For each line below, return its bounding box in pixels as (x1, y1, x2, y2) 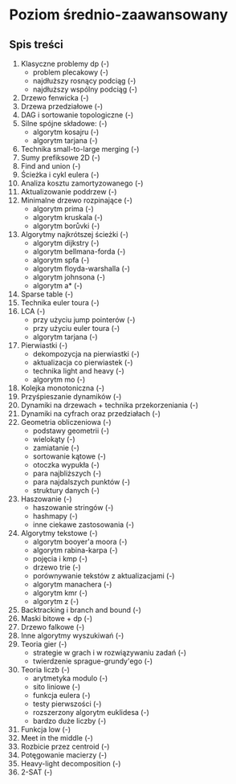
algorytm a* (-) (32, 281, 83, 290)
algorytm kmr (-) (32, 588, 87, 598)
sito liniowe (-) (32, 682, 81, 692)
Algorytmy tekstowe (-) (20, 529, 99, 537)
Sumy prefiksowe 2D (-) (20, 153, 101, 162)
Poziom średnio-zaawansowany (9, 6, 228, 24)
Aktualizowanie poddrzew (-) (20, 187, 117, 196)
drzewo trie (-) (32, 562, 81, 572)
